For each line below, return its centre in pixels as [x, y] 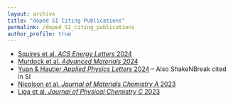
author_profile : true [39, 34]
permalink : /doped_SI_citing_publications [71, 27]
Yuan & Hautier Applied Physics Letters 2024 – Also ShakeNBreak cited [122, 69]
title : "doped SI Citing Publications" [66, 21]
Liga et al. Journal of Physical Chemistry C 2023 [89, 92]
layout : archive [31, 14]
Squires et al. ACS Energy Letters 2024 [75, 54]
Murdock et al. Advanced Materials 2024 [78, 62]
